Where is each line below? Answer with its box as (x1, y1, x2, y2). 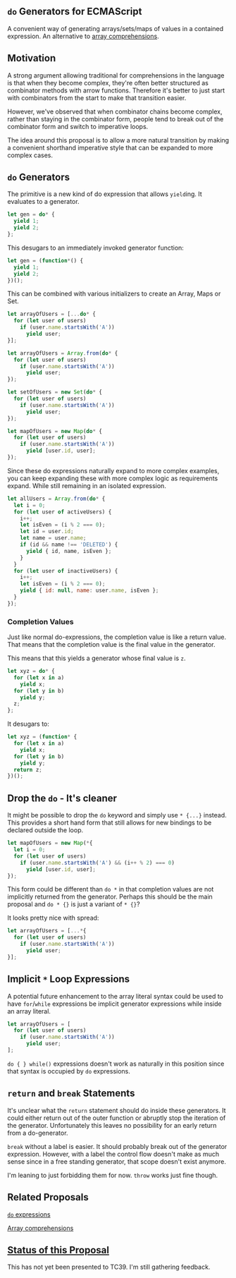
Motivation (7, 52, 56, 64)
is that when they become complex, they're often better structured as (7, 78, 209, 87)
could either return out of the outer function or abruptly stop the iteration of (7, 1114, 226, 1122)
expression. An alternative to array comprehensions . (7, 32, 160, 40)
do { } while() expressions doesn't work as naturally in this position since (7, 1059, 225, 1068)
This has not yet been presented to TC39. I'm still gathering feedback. (7, 1262, 211, 1272)
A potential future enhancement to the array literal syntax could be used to (7, 992, 223, 1000)
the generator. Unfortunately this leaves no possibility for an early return (7, 1121, 217, 1129)
